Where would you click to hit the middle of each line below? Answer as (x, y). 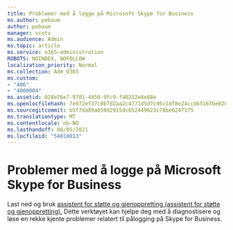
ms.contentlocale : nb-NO (43, 123)
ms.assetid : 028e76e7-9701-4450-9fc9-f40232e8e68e (82, 98)
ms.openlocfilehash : (37, 104)
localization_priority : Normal (52, 65)
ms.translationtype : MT (42, 116)
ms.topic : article (34, 46)
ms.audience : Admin (35, 39)
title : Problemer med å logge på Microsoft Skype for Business (101, 14)
